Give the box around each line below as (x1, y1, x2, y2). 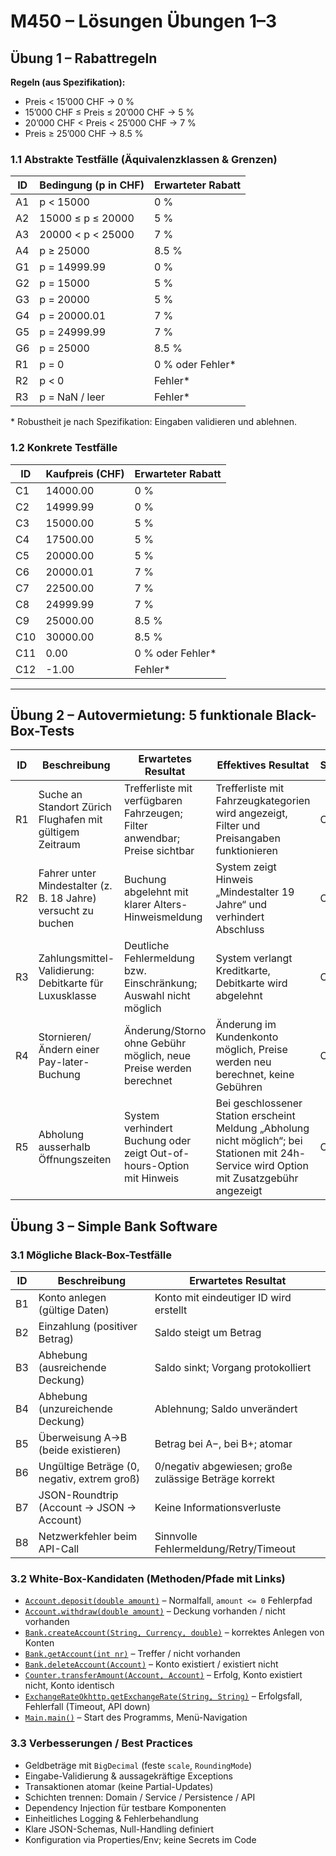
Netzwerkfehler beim (38, 1530, 138, 1544)
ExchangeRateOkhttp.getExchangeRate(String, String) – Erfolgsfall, (24, 1690, 303, 1702)
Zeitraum (38, 838, 81, 852)
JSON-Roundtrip (38, 1488, 119, 1502)
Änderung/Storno (124, 1024, 207, 1038)
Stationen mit (215, 1146, 278, 1160)
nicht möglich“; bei (215, 1134, 303, 1148)
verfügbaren (124, 794, 183, 808)
